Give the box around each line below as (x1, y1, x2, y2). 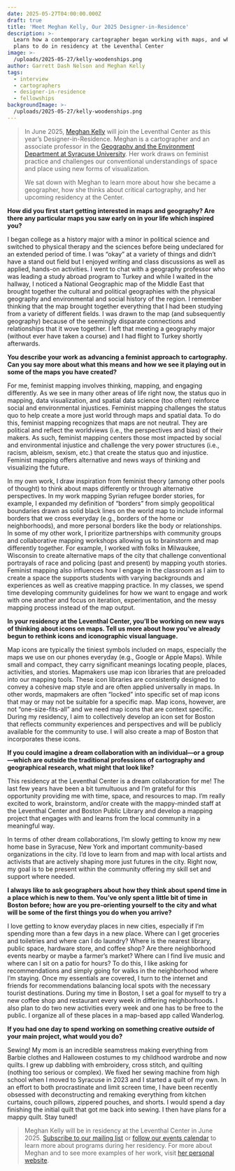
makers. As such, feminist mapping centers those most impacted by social (7, 433, 222, 441)
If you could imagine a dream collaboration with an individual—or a (7, 748, 205, 757)
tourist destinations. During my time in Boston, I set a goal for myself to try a (7, 989, 227, 997)
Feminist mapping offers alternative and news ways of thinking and (7, 456, 201, 464)
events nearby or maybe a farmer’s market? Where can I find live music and (7, 951, 225, 960)
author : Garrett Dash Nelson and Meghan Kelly (7, 62, 145, 69)
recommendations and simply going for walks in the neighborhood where (7, 966, 219, 975)
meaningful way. (7, 821, 55, 830)
